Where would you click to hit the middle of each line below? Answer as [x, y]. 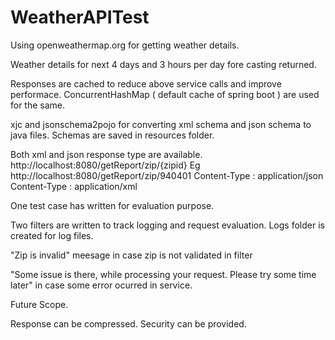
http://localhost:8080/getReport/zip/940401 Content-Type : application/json [167, 175]
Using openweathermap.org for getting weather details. [125, 45]
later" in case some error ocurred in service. [101, 285]
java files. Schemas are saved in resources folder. [112, 135]
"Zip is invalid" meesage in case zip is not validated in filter [131, 255]
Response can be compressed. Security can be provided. [128, 323]
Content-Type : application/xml [74, 186]
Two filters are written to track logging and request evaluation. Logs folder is [167, 225]
